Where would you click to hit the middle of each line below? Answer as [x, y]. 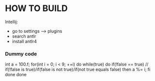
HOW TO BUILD [36, 8]
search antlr [24, 36]
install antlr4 [24, 41]
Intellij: [12, 22]
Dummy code [21, 54]
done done [16, 75]
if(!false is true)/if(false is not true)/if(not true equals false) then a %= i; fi [78, 69]
